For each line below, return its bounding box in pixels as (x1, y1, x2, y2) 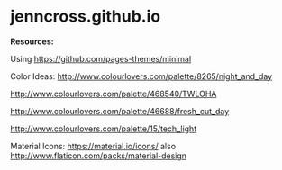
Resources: (10, 36, 54, 47)
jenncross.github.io (10, 6, 161, 27)
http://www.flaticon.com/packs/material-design (10, 150, 187, 161)
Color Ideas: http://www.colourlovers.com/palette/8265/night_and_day (10, 70, 273, 82)
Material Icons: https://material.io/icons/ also (10, 140, 177, 151)
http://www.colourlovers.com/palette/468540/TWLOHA (10, 88, 217, 99)
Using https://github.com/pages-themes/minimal (10, 53, 192, 64)
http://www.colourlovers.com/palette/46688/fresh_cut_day (10, 105, 230, 116)
